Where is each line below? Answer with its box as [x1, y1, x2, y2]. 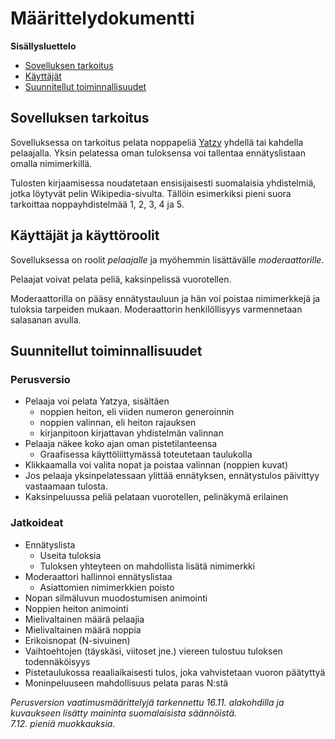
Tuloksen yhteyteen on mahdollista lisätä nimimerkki [39, 560, 256, 572]
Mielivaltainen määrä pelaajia [24, 613, 145, 625]
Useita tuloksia [39, 549, 102, 561]
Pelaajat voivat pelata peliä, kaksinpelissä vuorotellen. [10, 273, 232, 285]
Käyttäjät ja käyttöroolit [10, 227, 160, 244]
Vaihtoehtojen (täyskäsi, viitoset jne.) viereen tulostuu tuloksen [24, 645, 283, 657]
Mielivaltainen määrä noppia [24, 623, 142, 636]
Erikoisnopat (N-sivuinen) [24, 634, 131, 646]
